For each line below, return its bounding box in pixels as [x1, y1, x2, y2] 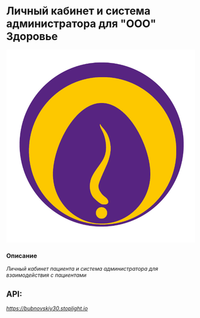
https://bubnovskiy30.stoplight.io [6, 305, 88, 312]
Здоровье [6, 30, 58, 43]
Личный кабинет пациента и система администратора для [6, 265, 159, 272]
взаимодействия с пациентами [6, 271, 87, 279]
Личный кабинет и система [6, 4, 151, 18]
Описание [6, 252, 38, 260]
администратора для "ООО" [6, 17, 157, 31]
